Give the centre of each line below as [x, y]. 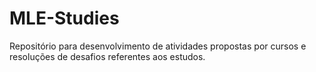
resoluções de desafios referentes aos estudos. [107, 56]
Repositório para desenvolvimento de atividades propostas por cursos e [158, 46]
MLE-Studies [64, 18]
